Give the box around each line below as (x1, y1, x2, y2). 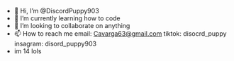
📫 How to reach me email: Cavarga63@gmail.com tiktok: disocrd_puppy (13, 29, 227, 38)
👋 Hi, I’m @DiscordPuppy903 (13, 7, 99, 15)
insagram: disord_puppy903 (13, 39, 97, 48)
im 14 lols (13, 47, 42, 55)
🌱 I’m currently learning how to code (13, 14, 121, 22)
